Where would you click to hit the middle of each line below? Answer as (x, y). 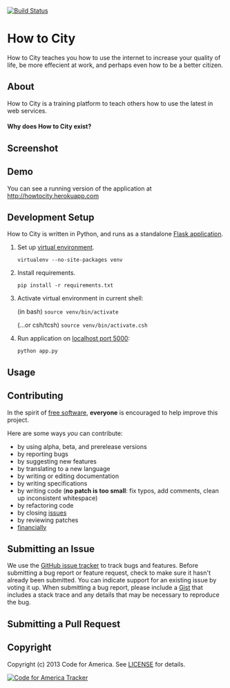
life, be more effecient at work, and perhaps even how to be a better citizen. (115, 65)
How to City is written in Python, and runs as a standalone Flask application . (115, 234)
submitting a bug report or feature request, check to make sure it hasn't (109, 573)
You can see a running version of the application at (79, 188)
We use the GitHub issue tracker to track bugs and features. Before (103, 566)
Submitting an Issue (51, 549)
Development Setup (51, 217)
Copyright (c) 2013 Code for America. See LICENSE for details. (96, 664)
